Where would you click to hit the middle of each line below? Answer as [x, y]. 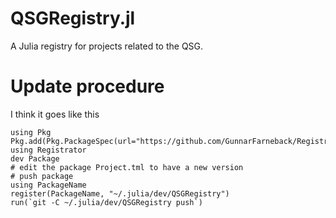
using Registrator [48, 150]
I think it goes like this [55, 114]
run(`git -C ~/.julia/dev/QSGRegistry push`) [106, 202]
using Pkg [31, 132]
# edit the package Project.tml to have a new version [127, 167]
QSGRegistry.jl [73, 18]
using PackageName [48, 185]
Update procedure [87, 86]
